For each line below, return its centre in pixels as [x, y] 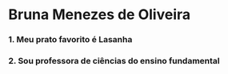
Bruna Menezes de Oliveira [99, 15]
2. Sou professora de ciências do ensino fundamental [114, 61]
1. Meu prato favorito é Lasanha [70, 40]
